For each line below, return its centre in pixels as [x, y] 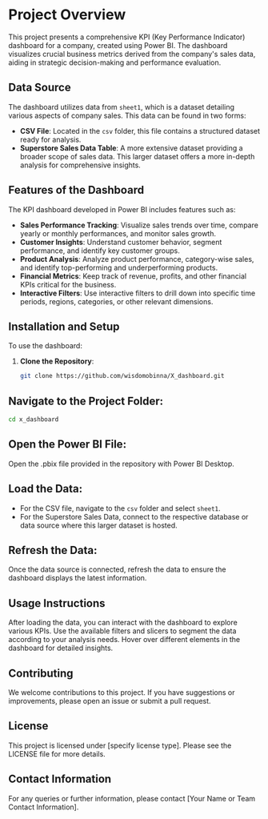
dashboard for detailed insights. [61, 648]
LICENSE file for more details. [57, 753]
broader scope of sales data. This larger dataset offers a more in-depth [137, 156]
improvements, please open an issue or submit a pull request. [110, 701]
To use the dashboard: [45, 346]
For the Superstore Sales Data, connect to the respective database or [134, 516]
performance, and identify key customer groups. [100, 251]
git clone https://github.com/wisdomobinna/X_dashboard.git [122, 376]
